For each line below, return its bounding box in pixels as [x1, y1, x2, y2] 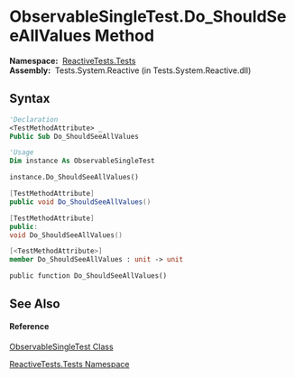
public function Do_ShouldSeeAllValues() [9, 272, 168, 281]
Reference [9, 321, 50, 332]
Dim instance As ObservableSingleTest [9, 156, 155, 166]
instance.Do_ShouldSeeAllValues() [9, 173, 140, 182]
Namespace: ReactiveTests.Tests [9, 55, 136, 66]
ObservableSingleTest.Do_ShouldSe [9, 6, 287, 27]
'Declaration [9, 115, 59, 124]
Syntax [9, 91, 51, 106]
